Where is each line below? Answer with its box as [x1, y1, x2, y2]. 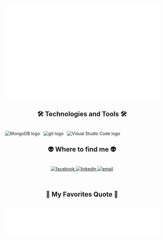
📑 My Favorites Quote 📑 [45, 190, 119, 199]
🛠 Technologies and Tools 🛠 [37, 110, 127, 118]
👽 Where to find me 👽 [48, 145, 116, 154]
